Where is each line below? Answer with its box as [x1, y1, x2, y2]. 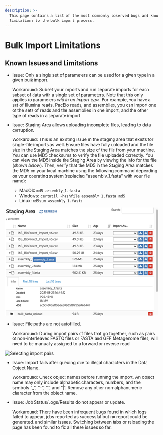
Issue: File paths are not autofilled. [12, 321, 81, 327]
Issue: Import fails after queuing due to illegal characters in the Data [12, 360, 148, 366]
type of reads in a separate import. [12, 113, 81, 119]
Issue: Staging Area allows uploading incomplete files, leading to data [12, 122, 151, 128]
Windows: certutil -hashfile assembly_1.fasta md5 [19, 193, 125, 198]
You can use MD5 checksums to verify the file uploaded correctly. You [12, 152, 153, 158]
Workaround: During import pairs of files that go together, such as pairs [12, 331, 155, 336]
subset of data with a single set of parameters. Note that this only [12, 92, 143, 98]
